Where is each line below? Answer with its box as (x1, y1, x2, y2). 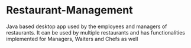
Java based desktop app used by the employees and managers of (6, 23, 167, 30)
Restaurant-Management (6, 4, 133, 17)
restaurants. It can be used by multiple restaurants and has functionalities (6, 29, 185, 36)
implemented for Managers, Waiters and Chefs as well (6, 35, 138, 42)
